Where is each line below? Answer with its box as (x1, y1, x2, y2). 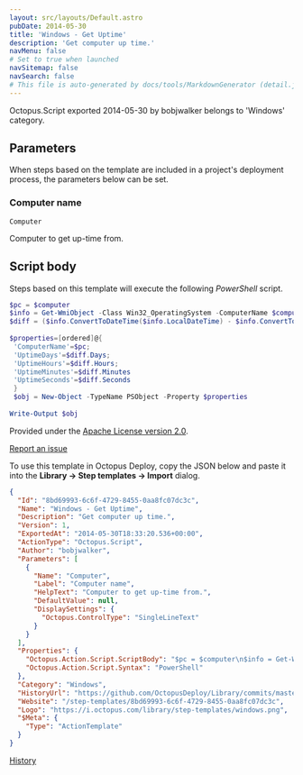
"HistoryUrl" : (17, 688, 70, 697)
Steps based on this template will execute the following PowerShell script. (9, 283, 283, 294)
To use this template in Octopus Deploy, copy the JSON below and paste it (9, 460, 287, 471)
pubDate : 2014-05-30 (9, 22, 87, 31)
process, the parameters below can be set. (9, 174, 169, 185)
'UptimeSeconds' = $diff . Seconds (13, 376, 131, 385)
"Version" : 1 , (17, 521, 70, 530)
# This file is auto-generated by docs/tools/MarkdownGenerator (9, 80, 256, 89)
